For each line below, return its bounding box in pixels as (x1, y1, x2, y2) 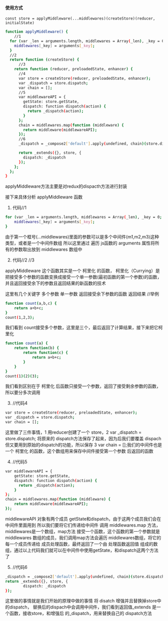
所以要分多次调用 (5, 390, 40, 396)
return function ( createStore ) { (9, 57, 79, 62)
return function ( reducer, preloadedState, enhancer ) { (14, 67, 133, 72)
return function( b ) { (14, 345, 59, 351)
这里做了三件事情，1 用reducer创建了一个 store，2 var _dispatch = (5, 429, 142, 435)
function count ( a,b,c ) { (5, 301, 57, 306)
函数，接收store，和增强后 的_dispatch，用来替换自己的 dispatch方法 (9, 610, 152, 616)
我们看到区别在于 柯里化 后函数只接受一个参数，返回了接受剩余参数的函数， (5, 383, 161, 389)
